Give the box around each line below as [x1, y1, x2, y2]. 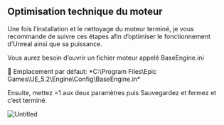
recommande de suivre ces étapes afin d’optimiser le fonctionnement [7, 32, 211, 40]
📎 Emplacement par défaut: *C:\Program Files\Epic [7, 67, 157, 75]
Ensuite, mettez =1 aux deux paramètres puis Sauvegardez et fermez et [7, 88, 217, 97]
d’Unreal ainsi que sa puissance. [7, 39, 103, 48]
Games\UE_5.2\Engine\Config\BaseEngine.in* [7, 75, 141, 83]
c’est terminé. [7, 96, 48, 104]
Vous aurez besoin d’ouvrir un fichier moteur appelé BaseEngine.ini [7, 53, 205, 62]
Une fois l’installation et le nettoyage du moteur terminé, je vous [7, 24, 194, 33]
